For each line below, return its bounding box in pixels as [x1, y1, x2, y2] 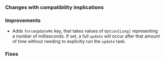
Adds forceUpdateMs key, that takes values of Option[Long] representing [12, 28, 158, 34]
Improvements [5, 17, 41, 23]
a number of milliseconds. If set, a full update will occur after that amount [12, 33, 160, 39]
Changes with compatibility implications [5, 4, 104, 11]
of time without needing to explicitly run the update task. [12, 39, 126, 44]
